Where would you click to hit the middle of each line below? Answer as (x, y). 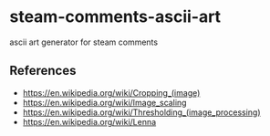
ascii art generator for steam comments (83, 42)
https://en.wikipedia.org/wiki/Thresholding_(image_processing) (142, 112)
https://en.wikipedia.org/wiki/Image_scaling (104, 102)
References (43, 71)
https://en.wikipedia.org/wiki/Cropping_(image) (111, 92)
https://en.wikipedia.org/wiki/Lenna (89, 121)
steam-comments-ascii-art (115, 17)
